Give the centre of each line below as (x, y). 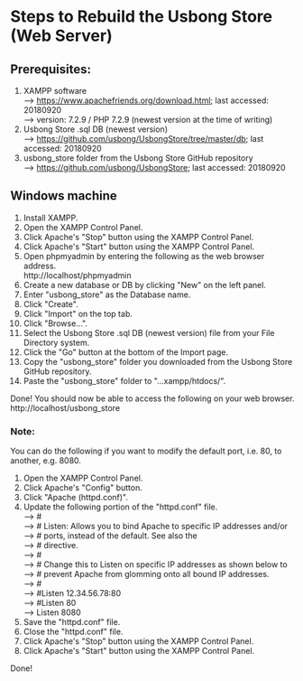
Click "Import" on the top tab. (78, 313)
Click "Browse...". (55, 323)
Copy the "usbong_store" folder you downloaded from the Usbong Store (158, 361)
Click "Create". (51, 303)
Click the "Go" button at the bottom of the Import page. (126, 352)
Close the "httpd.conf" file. (73, 632)
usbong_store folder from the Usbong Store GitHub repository (138, 158)
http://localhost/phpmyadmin (77, 275)
